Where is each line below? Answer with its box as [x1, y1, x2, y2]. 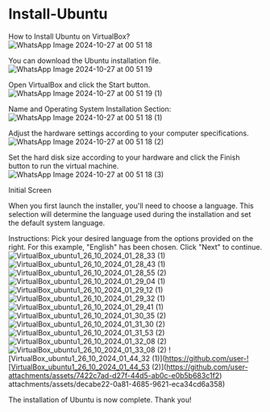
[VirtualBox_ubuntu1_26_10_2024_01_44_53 [8, 362, 151, 372]
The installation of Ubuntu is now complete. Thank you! [8, 394, 192, 404]
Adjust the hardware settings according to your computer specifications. [8, 128, 250, 138]
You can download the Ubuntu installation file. [8, 56, 161, 65]
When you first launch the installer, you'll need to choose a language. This [8, 201, 254, 210]
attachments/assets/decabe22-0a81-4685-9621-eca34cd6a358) [8, 379, 226, 389]
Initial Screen [8, 185, 52, 194]
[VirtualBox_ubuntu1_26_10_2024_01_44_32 [8, 353, 151, 363]
